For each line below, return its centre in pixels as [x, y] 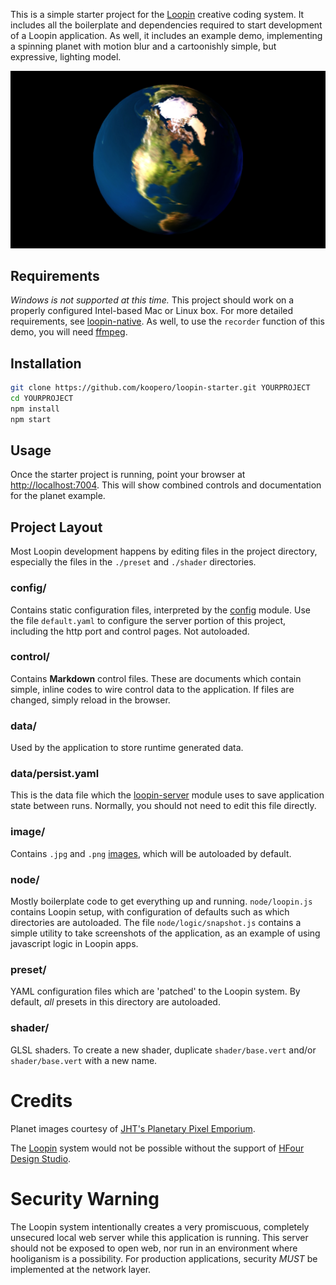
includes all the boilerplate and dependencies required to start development [166, 25]
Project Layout [56, 527]
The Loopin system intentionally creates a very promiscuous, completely [160, 1226]
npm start [31, 419]
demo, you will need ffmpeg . [69, 332]
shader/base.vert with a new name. [84, 1060]
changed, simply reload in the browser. [90, 700]
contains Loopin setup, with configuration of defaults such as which [150, 912]
